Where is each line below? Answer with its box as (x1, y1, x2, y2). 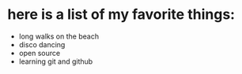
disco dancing (18, 39, 66, 49)
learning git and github (18, 57, 93, 66)
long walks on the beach (18, 31, 100, 41)
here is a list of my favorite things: (7, 6, 235, 24)
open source (18, 48, 61, 57)
